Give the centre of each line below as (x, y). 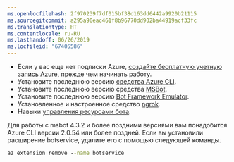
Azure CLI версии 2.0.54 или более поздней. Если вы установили (105, 132)
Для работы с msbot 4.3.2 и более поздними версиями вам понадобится (117, 125)
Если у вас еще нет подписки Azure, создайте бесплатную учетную (119, 67)
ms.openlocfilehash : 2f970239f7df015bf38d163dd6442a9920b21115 (102, 14)
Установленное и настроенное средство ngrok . (89, 104)
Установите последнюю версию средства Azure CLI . (97, 81)
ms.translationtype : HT (42, 27)
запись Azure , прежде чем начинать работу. (85, 74)
